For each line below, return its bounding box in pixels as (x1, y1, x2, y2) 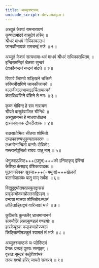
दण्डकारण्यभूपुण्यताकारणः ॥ (5, 136, 49, 142)
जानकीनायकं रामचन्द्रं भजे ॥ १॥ (5, 43, 57, 49)
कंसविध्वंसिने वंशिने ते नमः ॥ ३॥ (5, 92, 57, 98)
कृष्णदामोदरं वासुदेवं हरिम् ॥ (5, 32, 48, 38)
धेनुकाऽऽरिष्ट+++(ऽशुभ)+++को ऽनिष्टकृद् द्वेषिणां (5, 157, 85, 164)
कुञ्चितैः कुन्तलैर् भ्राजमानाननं (5, 212, 51, 218)
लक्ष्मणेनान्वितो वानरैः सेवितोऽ (5, 141, 50, 148)
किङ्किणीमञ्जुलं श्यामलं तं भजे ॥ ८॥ (5, 229, 65, 235)
